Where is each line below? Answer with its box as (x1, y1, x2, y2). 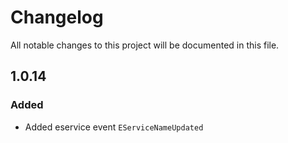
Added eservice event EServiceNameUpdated (24, 121, 204, 133)
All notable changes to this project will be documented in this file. (10, 39, 280, 51)
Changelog (10, 6, 104, 29)
